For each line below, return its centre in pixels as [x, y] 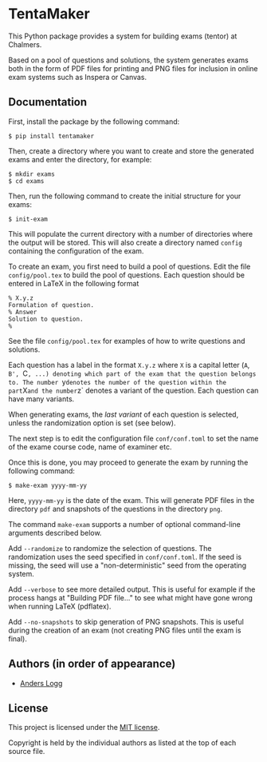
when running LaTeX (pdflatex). [60, 606]
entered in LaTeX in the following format [74, 283]
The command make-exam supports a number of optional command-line [124, 524]
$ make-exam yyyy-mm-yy [48, 485]
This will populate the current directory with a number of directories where [131, 233]
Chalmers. [25, 44]
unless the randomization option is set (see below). [92, 423]
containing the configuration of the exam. [76, 251]
